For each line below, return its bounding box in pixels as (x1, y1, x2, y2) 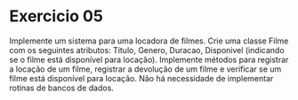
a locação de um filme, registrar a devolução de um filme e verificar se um (9, 64, 282, 74)
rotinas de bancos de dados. (9, 82, 114, 93)
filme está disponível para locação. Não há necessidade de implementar (9, 73, 274, 83)
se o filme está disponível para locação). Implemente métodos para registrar (9, 54, 289, 65)
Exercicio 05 (9, 6, 104, 27)
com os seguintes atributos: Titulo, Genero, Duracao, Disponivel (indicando (9, 44, 285, 55)
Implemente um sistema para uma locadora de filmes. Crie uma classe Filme (9, 35, 289, 46)
